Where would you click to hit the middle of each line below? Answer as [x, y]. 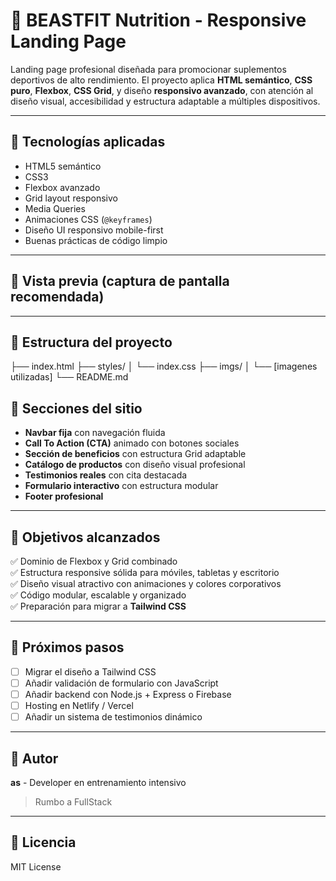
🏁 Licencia [43, 842]
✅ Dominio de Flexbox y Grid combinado [94, 561]
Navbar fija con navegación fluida [95, 433]
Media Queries [55, 208]
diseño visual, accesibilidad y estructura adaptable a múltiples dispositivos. [165, 101]
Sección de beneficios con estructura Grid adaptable [135, 454]
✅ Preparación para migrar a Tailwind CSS [98, 606]
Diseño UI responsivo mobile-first [94, 230]
